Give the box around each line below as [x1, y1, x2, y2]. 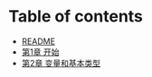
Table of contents [8, 6, 144, 27]
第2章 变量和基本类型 [21, 57, 101, 68]
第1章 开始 [21, 47, 60, 57]
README [21, 36, 56, 47]
